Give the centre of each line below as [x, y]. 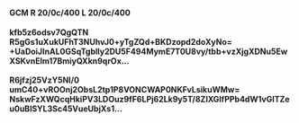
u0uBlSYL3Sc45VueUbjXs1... [66, 109]
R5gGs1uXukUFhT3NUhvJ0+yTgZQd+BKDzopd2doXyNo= [121, 42]
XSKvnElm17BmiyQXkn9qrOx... [69, 61]
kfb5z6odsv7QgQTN [49, 32]
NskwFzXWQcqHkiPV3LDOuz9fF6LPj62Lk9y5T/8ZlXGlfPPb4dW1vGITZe [149, 100]
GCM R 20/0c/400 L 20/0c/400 [70, 13]
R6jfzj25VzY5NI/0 [44, 80]
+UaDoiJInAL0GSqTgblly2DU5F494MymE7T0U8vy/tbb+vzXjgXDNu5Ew [149, 52]
